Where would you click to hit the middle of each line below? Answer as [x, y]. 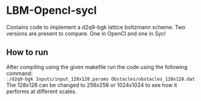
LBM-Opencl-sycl [52, 11]
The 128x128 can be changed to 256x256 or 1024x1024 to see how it [92, 85]
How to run [27, 53]
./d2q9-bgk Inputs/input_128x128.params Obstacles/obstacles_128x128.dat [101, 79]
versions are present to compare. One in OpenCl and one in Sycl [86, 33]
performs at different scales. [42, 91]
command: [20, 73]
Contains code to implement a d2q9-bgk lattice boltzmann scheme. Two [96, 27]
